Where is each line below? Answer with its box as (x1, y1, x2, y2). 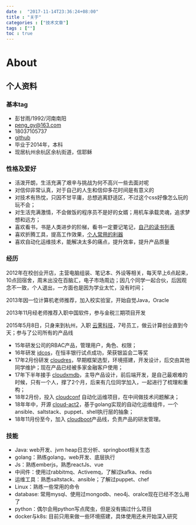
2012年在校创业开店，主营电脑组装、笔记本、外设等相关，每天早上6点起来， (6, 269, 191, 276)
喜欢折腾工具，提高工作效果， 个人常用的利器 (14, 231, 124, 238)
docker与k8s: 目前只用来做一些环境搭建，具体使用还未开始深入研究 (14, 513, 178, 520)
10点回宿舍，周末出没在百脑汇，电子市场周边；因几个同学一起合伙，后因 (6, 276, 182, 284)
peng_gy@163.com (14, 122, 62, 128)
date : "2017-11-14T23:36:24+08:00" (6, 8, 99, 15)
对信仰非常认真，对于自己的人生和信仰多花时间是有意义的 (14, 187, 154, 194)
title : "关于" (6, 14, 42, 20)
